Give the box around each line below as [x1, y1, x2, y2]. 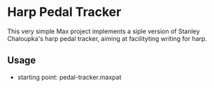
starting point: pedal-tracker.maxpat [17, 73, 122, 81]
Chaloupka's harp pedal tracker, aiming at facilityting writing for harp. [7, 34, 208, 42]
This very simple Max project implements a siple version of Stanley [7, 27, 201, 35]
